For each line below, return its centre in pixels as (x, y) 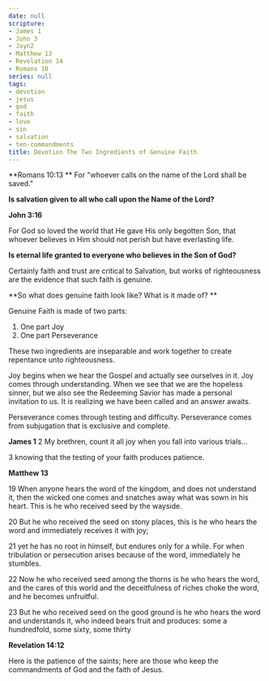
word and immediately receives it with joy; (79, 531)
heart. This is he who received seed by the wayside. (95, 506)
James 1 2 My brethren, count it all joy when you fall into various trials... (128, 442)
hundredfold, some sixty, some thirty (70, 630)
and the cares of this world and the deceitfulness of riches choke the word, (134, 588)
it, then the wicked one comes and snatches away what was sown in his (128, 497)
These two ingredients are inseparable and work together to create (120, 351)
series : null (30, 76)
